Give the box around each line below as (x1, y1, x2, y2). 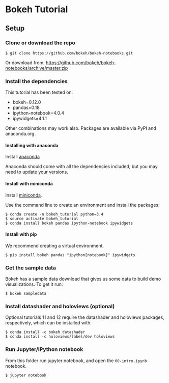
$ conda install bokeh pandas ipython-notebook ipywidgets (5, 221, 133, 226)
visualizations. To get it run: (5, 281, 63, 287)
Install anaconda (5, 154, 40, 160)
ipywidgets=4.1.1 (12, 116, 47, 122)
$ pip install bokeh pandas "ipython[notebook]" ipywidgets (5, 252, 136, 258)
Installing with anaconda (5, 142, 59, 148)
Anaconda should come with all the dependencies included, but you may (5, 163, 158, 170)
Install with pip (5, 231, 37, 237)
